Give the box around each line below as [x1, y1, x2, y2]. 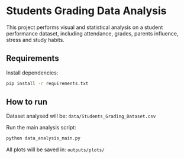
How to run [6, 97, 48, 107]
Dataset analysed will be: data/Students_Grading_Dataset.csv [6, 112, 156, 119]
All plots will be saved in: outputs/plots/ [6, 146, 105, 153]
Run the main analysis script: [6, 124, 76, 131]
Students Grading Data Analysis [6, 4, 167, 18]
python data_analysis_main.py [6, 135, 81, 141]
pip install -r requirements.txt [6, 80, 89, 86]
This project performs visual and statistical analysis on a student [6, 24, 163, 31]
